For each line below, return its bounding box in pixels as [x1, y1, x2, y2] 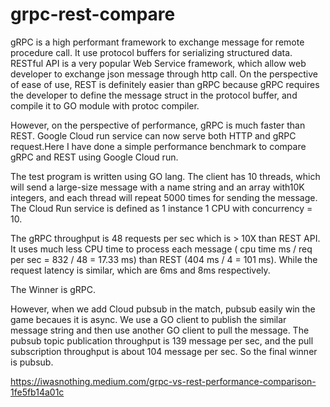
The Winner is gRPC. [10, 283, 97, 295]
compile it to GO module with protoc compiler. [10, 99, 200, 112]
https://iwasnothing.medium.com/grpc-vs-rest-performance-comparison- [10, 375, 317, 387]
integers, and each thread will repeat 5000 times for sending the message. [10, 191, 318, 203]
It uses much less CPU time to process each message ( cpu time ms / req [10, 243, 313, 255]
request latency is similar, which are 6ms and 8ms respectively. [10, 264, 271, 276]
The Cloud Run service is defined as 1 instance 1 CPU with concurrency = [10, 202, 313, 214]
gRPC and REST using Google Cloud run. [10, 151, 179, 163]
